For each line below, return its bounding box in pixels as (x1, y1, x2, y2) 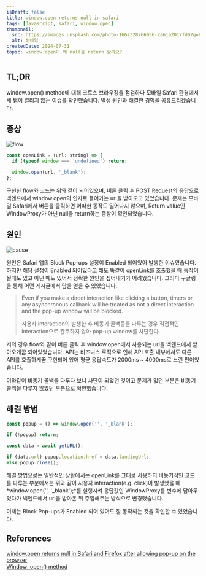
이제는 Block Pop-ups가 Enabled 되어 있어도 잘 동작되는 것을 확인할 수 (6, 507, 177, 515)
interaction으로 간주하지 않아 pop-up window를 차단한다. (21, 327, 161, 335)
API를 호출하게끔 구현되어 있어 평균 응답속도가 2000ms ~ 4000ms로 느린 (6, 356, 183, 363)
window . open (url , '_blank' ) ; (12, 169, 86, 176)
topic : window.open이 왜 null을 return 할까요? (6, 49, 123, 55)
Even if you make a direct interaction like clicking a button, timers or (21, 294, 193, 302)
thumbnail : (6, 26, 34, 33)
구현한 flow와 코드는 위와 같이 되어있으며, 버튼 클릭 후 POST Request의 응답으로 (6, 187, 199, 194)
